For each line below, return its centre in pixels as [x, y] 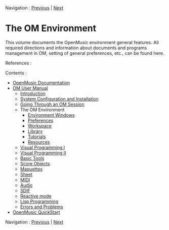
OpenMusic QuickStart [36, 212]
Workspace [40, 126]
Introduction [33, 93]
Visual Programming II [43, 153]
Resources [39, 142]
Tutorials [37, 137]
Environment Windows [51, 115]
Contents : [16, 73]
